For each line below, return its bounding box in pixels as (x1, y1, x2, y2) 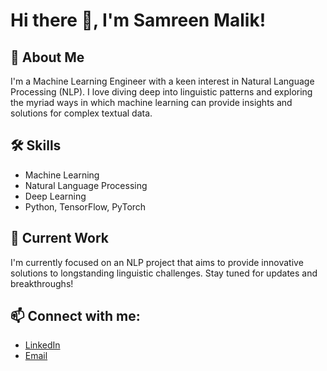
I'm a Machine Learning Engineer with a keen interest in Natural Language (10, 75, 315, 87)
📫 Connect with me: (10, 308, 141, 325)
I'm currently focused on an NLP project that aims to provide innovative (10, 256, 304, 268)
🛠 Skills (10, 137, 62, 154)
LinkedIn (24, 339, 61, 351)
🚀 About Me (10, 49, 85, 66)
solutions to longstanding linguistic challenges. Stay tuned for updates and (10, 267, 318, 279)
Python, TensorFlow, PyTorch (24, 200, 147, 213)
